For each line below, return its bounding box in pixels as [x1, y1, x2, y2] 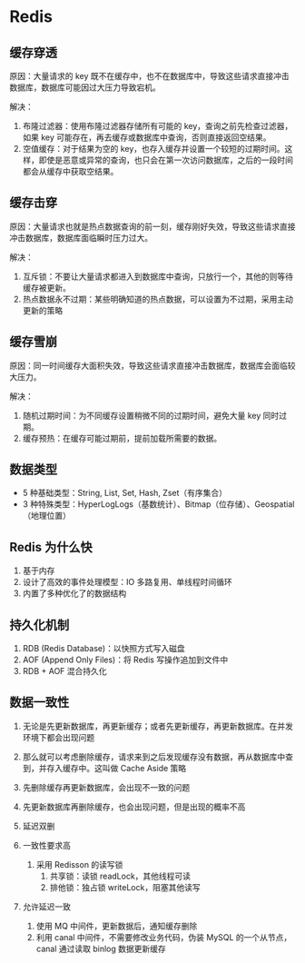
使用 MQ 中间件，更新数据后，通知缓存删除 [35, 920, 198, 931]
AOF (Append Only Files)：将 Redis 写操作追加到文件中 [22, 654, 229, 665]
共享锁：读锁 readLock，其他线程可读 [49, 870, 192, 881]
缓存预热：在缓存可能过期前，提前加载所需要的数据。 [22, 432, 222, 443]
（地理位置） [22, 511, 71, 521]
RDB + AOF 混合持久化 [22, 666, 107, 677]
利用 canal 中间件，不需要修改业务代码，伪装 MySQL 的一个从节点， [35, 931, 292, 942]
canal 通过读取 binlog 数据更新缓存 [35, 943, 166, 954]
